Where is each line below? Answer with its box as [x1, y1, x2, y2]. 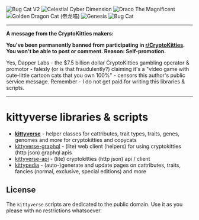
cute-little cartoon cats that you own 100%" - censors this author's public [6, 72, 185, 79]
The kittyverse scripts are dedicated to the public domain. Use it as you [6, 200, 183, 208]
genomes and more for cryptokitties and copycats [14, 136, 137, 143]
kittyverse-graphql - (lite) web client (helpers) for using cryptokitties [14, 143, 182, 150]
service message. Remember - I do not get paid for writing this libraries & [6, 78, 185, 85]
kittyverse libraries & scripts [6, 111, 149, 124]
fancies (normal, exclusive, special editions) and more [14, 167, 147, 174]
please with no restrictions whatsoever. [6, 207, 102, 214]
